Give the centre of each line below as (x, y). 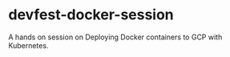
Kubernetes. (28, 45)
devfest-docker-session (91, 15)
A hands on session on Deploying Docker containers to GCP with (115, 37)
